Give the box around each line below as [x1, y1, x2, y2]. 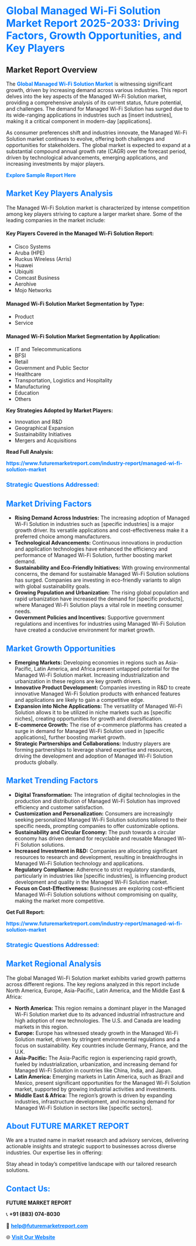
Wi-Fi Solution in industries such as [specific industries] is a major [14, 521, 174, 528]
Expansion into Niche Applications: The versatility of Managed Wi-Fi [14, 702, 183, 709]
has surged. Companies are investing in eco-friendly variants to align [14, 576, 181, 584]
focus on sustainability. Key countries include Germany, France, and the [14, 1042, 188, 1049]
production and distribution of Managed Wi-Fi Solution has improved [14, 797, 180, 804]
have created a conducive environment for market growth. [14, 626, 155, 634]
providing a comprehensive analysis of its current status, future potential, [6, 99, 183, 106]
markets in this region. [14, 1023, 68, 1030]
